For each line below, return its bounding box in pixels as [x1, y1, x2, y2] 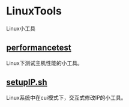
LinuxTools [6, 4, 62, 18]
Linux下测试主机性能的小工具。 [6, 59, 83, 67]
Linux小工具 [6, 25, 36, 32]
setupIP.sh [6, 77, 47, 88]
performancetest [6, 43, 71, 53]
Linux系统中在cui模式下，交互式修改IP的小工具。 [6, 94, 127, 101]
